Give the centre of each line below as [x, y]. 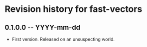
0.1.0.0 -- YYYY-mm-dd [43, 27]
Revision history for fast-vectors [73, 9]
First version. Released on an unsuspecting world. [63, 39]
